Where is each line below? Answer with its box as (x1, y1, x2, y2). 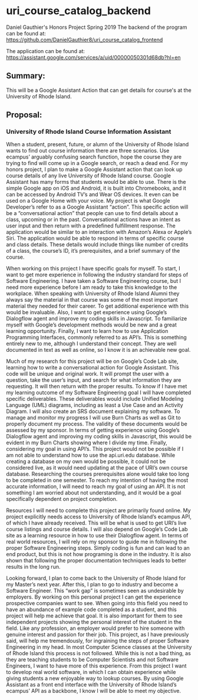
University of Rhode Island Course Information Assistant (6, 128, 171, 136)
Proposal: (6, 110, 42, 120)
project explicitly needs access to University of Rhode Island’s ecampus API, (6, 513, 192, 520)
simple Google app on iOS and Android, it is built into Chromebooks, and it (6, 184, 187, 192)
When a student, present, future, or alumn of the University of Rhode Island (6, 141, 189, 148)
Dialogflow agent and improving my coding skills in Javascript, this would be (6, 433, 192, 440)
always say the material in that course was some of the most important (6, 296, 178, 303)
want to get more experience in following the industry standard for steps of (6, 271, 189, 278)
